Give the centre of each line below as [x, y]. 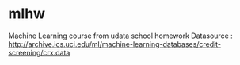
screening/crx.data [39, 52]
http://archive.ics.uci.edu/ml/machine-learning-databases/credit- [115, 44]
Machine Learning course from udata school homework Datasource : [121, 36]
